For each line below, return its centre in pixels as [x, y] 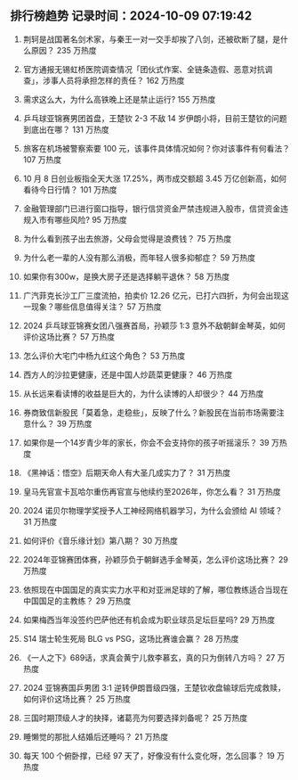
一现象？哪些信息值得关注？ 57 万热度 [92, 307]
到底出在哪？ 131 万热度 [66, 129]
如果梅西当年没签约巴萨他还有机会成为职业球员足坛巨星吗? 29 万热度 [149, 620]
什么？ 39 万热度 [61, 423]
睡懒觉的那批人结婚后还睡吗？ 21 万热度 [95, 736]
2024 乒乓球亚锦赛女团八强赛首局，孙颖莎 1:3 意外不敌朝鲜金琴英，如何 [154, 325]
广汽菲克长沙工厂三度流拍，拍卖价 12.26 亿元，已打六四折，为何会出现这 [156, 295]
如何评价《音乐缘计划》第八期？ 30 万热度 [101, 540]
